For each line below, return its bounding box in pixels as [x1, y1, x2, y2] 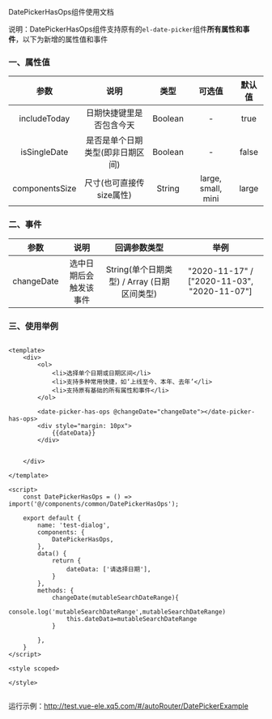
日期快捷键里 [86, 108, 135, 119]
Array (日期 [126, 276, 170, 287]
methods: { [37, 586, 74, 594]
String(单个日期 [105, 263, 164, 275]
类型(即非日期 [84, 147, 137, 158]
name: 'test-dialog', [37, 521, 111, 529]
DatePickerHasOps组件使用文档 [8, 7, 115, 16]
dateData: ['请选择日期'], [66, 565, 151, 573]
